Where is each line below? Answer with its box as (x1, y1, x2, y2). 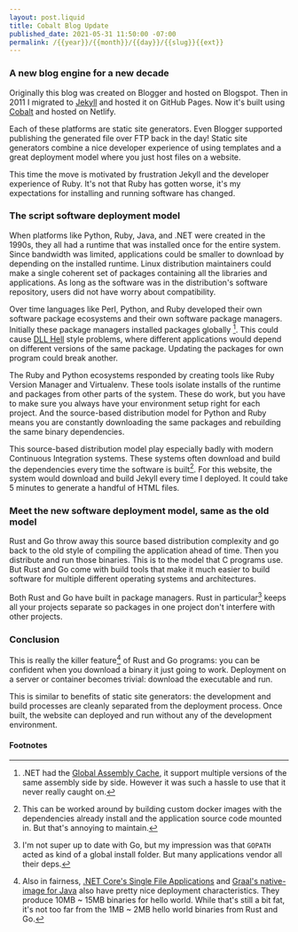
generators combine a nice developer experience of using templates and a (9, 142, 282, 153)
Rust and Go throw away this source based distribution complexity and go (9, 536, 279, 547)
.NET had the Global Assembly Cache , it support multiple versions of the (21, 768, 287, 778)
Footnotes (9, 739, 48, 750)
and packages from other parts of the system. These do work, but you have (9, 388, 286, 399)
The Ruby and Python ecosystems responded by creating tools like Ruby (9, 369, 275, 380)
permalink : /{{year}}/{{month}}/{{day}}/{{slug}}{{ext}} (9, 37, 224, 47)
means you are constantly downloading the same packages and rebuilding (9, 416, 281, 427)
